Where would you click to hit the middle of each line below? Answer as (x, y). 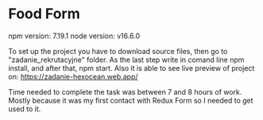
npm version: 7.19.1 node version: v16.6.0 (74, 36)
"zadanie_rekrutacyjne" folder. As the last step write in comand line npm (126, 60)
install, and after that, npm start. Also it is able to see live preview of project (131, 68)
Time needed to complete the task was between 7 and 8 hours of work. (125, 91)
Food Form (44, 14)
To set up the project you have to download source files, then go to (118, 51)
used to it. (25, 109)
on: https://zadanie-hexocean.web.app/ (73, 76)
